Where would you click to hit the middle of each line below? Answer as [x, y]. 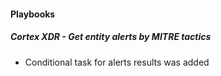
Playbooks [33, 14]
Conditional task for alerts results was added [117, 62]
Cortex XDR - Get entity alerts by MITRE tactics [111, 37]
